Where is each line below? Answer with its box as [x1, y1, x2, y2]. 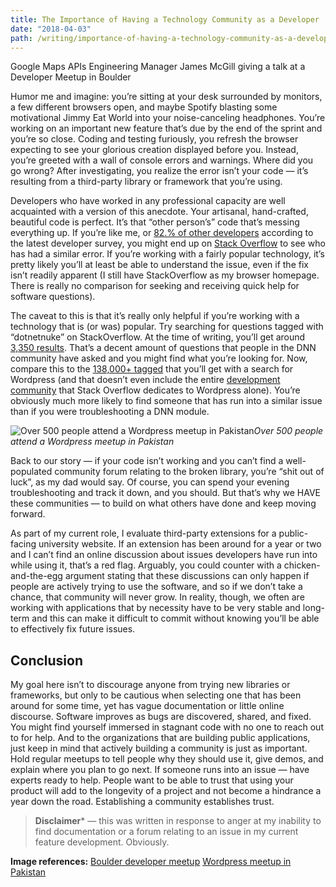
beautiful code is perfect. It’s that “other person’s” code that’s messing [10, 216, 300, 228]
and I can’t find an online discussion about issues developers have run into [10, 549, 318, 561]
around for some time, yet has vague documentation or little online [10, 700, 285, 712]
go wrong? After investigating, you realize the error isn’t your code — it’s [10, 165, 309, 177]
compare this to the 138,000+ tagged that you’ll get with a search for [10, 363, 294, 375]
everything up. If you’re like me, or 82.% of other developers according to [10, 227, 314, 239]
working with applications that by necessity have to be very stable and [10, 602, 301, 614]
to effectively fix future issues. [10, 623, 136, 635]
